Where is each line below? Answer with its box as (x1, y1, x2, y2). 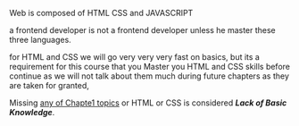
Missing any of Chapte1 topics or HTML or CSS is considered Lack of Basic (9, 97, 287, 108)
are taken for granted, (9, 80, 89, 90)
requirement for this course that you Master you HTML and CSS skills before (9, 62, 290, 71)
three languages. (9, 35, 71, 45)
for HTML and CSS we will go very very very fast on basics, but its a (9, 52, 261, 62)
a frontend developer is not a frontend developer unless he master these (9, 25, 277, 35)
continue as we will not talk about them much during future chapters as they (9, 71, 290, 81)
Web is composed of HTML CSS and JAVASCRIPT (9, 8, 194, 18)
